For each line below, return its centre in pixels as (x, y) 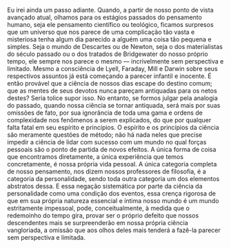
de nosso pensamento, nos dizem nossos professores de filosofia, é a (107, 171)
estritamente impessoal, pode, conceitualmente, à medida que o (98, 208)
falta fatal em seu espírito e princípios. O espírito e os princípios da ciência (113, 127)
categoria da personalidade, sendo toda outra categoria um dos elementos (113, 179)
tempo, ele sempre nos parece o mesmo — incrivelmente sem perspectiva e (115, 61)
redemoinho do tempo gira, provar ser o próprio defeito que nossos (103, 216)
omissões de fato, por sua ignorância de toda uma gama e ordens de (105, 113)
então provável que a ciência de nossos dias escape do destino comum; (110, 83)
